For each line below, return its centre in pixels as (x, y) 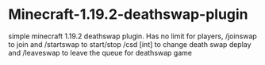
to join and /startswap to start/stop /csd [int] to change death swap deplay (130, 44)
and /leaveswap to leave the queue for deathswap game (100, 52)
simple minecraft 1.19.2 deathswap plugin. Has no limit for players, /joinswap (133, 36)
